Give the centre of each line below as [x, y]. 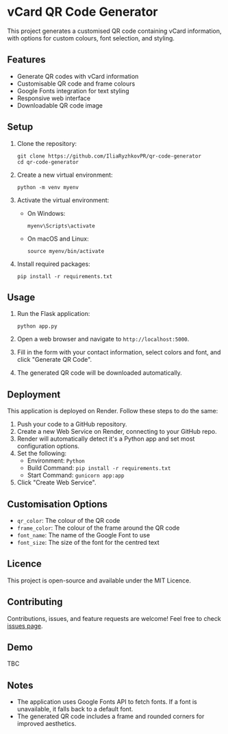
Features [26, 60]
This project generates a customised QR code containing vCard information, [114, 31]
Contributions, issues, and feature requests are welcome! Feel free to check [114, 618]
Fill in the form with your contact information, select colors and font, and [119, 352]
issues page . [25, 626]
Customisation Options [58, 504]
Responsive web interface [54, 98]
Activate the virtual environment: [63, 200]
